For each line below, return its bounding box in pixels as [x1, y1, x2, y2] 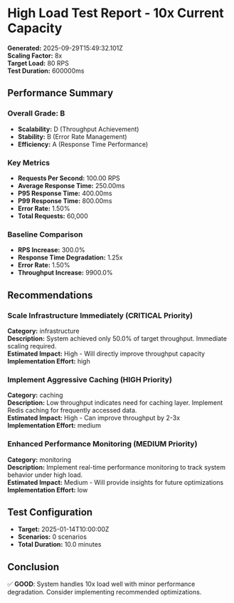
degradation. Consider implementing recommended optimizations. [7, 588, 202, 597]
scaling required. [7, 341, 57, 350]
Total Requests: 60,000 [17, 212, 88, 220]
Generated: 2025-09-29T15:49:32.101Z [7, 43, 123, 52]
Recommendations [7, 289, 93, 301]
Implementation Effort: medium [7, 421, 102, 430]
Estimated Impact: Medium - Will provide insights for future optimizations [7, 478, 224, 486]
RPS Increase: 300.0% [17, 246, 85, 254]
